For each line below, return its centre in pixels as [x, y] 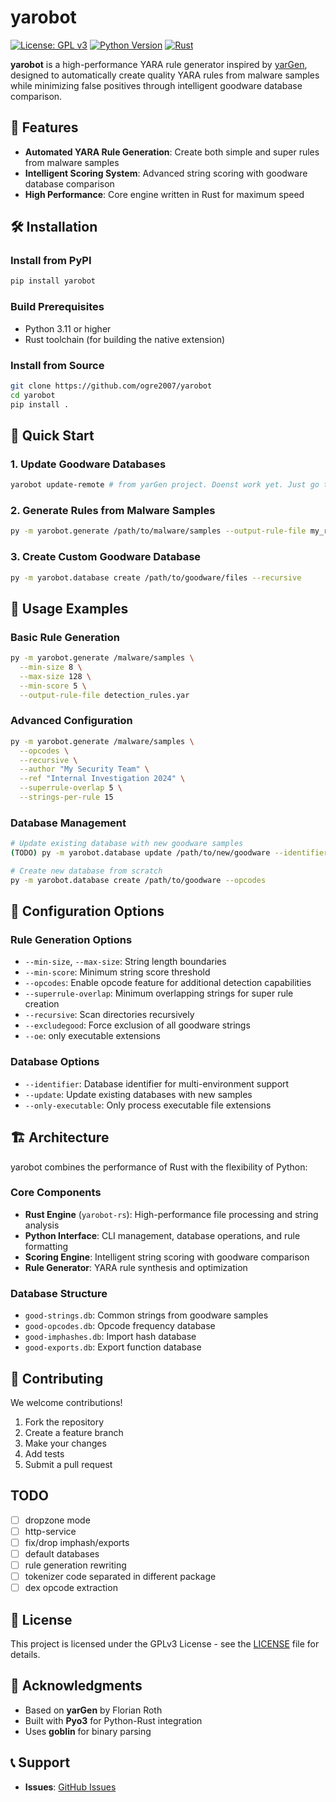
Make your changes [65, 1443]
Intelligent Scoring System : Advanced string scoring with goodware [166, 173]
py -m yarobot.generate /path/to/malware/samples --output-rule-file [158, 531]
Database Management [68, 823]
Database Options [55, 1062]
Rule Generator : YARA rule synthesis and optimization [136, 1267]
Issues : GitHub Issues [70, 1787]
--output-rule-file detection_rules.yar [104, 695]
